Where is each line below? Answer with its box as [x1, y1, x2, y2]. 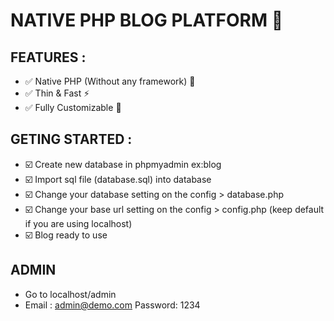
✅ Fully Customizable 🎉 [24, 102, 122, 113]
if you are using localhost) [24, 217, 133, 229]
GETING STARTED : [10, 131, 133, 148]
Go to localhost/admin [24, 288, 117, 300]
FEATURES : [10, 49, 87, 66]
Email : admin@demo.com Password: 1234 [24, 299, 201, 311]
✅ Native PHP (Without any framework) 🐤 [24, 75, 196, 87]
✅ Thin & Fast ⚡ [24, 87, 90, 99]
